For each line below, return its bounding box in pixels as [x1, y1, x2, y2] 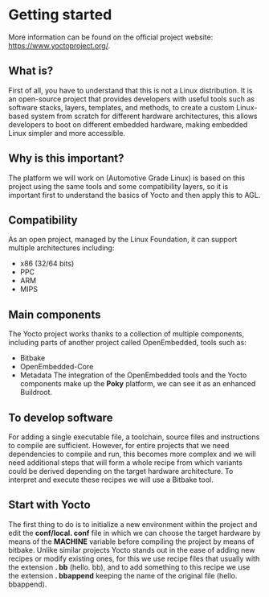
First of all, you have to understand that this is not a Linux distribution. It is [8, 85, 253, 95]
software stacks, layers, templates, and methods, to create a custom [8, 102, 235, 112]
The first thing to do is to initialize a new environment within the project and [8, 519, 258, 529]
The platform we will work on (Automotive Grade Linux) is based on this [8, 173, 246, 183]
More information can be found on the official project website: [8, 32, 214, 42]
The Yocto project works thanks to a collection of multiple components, [8, 329, 245, 339]
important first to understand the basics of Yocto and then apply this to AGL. [8, 190, 261, 200]
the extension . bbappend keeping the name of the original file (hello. [8, 570, 238, 580]
